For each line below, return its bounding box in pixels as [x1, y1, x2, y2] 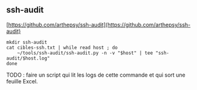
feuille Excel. [6, 77, 38, 85]
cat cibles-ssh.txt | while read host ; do [6, 44, 118, 50]
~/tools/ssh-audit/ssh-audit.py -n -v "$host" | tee [17, 50, 153, 56]
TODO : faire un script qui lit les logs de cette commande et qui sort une [6, 71, 186, 78]
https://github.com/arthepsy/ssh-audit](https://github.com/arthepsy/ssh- [8, 21, 191, 28]
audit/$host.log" [6, 55, 50, 61]
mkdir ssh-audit [6, 39, 47, 45]
